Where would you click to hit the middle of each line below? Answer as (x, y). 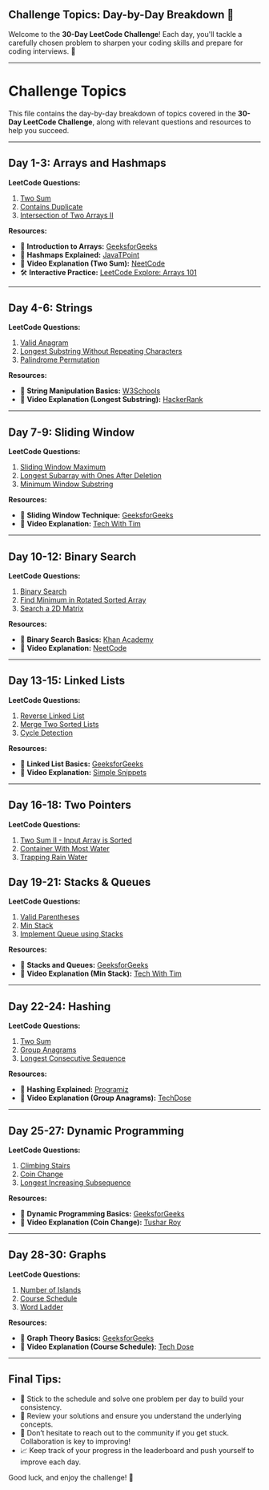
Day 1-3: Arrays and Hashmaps (87, 163)
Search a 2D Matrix (52, 608)
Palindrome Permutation (60, 360)
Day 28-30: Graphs (57, 1255)
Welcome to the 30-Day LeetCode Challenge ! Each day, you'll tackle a (125, 34)
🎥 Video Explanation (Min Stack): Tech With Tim (100, 974)
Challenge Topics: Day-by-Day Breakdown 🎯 (121, 15)
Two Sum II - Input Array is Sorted (76, 840)
